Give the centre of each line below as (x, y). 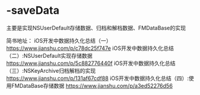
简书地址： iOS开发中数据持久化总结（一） (59, 40)
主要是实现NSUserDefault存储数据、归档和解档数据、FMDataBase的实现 (96, 28)
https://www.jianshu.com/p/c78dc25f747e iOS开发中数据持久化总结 (90, 48)
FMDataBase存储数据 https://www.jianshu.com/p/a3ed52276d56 (92, 85)
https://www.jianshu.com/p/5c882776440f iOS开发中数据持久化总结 (91, 63)
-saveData (33, 11)
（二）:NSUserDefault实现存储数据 (49, 55)
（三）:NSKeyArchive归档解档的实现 (51, 70)
